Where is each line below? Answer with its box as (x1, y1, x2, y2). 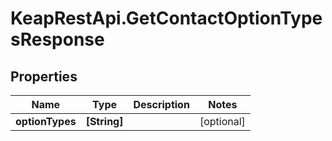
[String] (85, 115, 124, 128)
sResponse (10, 28, 105, 51)
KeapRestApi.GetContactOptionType (10, 7, 323, 30)
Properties (10, 68, 78, 85)
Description (133, 98, 190, 111)
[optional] (199, 115, 246, 128)
